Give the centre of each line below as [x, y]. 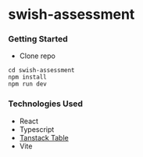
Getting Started [38, 39]
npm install [27, 77]
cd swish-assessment [42, 71]
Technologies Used [46, 104]
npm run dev [27, 84]
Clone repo [38, 56]
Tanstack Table [44, 137]
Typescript [37, 129]
